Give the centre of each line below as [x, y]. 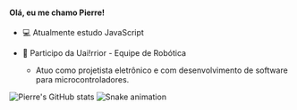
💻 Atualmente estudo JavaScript [83, 33]
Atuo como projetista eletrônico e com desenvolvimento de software [161, 70]
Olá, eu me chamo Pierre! [57, 12]
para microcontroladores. [82, 80]
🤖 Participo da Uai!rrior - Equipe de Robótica [104, 53]
